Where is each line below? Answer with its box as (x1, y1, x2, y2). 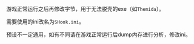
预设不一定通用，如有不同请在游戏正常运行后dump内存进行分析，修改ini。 (6, 31, 191, 38)
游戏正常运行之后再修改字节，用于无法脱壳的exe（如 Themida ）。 (6, 5, 165, 12)
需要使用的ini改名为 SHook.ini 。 (6, 18, 85, 25)
